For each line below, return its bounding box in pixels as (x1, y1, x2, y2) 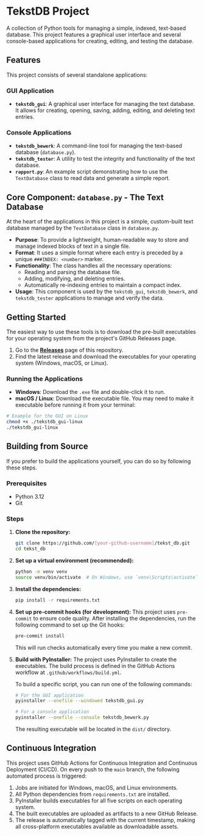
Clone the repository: (15, 529, 71, 536)
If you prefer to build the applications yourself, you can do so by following (6, 457, 191, 465)
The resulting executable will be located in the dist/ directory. (15, 726, 172, 733)
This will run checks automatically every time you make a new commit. (15, 644, 192, 651)
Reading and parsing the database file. (24, 269, 122, 276)
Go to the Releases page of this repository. (15, 346, 124, 354)
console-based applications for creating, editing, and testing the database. (6, 37, 194, 44)
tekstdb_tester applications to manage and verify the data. (15, 294, 164, 302)
